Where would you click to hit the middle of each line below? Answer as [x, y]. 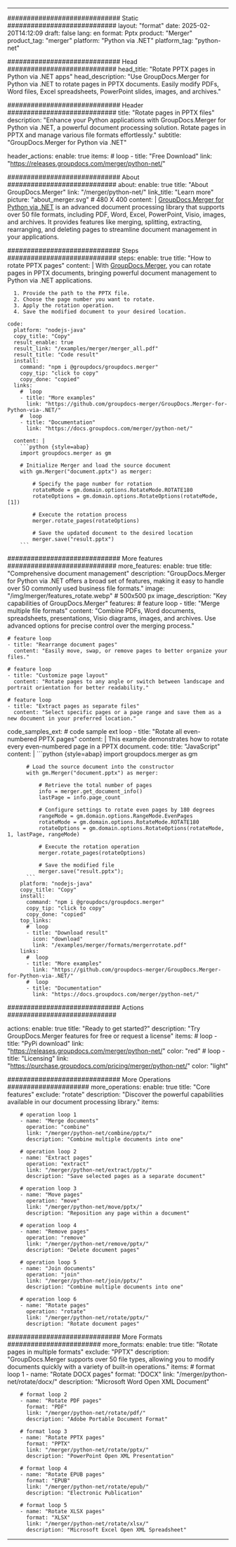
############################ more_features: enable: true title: [110, 566]
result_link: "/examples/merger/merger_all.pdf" [86, 349]
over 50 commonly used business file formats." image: [86, 588]
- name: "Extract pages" [56, 1158]
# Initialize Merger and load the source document [96, 465]
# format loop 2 [44, 1394]
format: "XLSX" [48, 1517]
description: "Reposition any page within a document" [108, 1213]
